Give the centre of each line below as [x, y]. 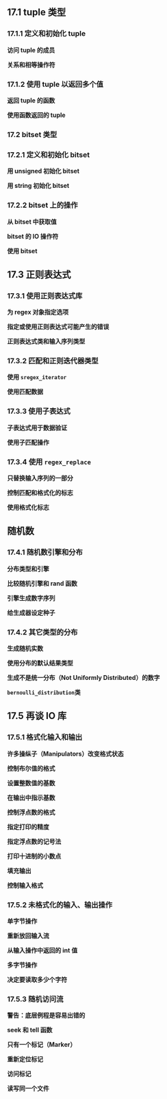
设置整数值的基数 [31, 782]
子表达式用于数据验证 [37, 427]
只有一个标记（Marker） [42, 1045]
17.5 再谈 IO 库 [37, 716]
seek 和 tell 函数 [30, 1030]
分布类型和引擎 [28, 568]
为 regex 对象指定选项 [38, 312]
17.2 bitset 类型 [32, 134]
